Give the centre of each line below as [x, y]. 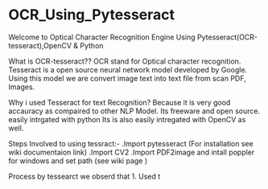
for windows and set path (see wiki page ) [78, 160]
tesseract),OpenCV [40, 45]
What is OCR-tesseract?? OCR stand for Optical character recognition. [125, 61]
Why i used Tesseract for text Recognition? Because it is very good [120, 102]
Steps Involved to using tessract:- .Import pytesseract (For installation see [131, 143]
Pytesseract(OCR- [227, 37]
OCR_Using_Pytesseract [92, 15]
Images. [22, 87]
